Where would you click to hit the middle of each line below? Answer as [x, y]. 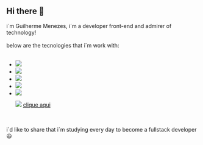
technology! [21, 32]
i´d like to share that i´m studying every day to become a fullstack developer [101, 129]
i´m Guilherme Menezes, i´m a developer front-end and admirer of [89, 26]
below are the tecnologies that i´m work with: [63, 45]
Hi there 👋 [25, 11]
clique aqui [37, 105]
